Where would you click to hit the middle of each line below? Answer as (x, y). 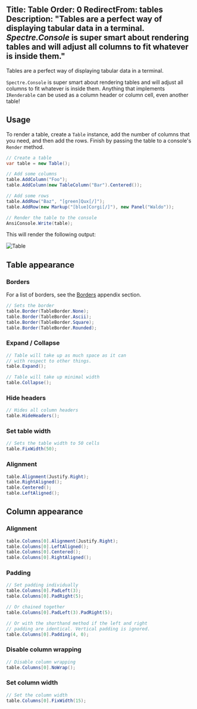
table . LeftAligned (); (33, 494)
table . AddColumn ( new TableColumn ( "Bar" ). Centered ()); (74, 185)
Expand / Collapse (33, 343)
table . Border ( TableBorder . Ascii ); (49, 317)
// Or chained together (36, 607)
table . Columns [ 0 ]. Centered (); (44, 552)
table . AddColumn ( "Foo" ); (37, 180)
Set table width (29, 431)
